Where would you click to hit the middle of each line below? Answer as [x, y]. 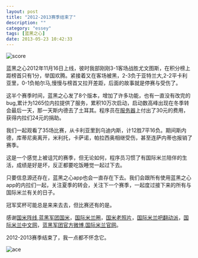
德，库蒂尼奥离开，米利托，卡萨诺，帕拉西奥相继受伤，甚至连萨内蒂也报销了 [99, 138]
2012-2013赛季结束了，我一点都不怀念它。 [58, 238]
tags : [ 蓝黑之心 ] [26, 34]
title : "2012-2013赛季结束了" [41, 17]
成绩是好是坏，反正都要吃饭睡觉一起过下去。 [71, 165]
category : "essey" [29, 28]
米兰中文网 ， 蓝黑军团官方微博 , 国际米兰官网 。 [66, 225]
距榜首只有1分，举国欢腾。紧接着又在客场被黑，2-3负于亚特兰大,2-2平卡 [94, 75]
